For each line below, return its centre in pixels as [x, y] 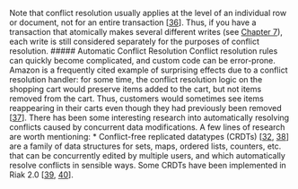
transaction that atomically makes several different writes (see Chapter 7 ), [146, 32]
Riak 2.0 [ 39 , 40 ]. [41, 175]
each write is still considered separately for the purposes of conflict [135, 41]
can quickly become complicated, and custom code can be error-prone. [143, 60]
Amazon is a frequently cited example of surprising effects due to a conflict [149, 70]
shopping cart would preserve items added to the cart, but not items [136, 89]
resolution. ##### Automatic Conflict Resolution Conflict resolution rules [144, 51]
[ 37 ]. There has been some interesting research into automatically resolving [149, 117]
